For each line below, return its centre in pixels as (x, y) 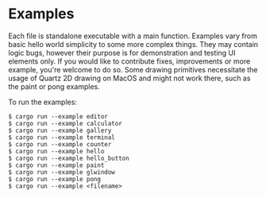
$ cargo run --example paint (56, 165)
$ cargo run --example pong (55, 179)
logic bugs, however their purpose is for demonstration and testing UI (122, 52)
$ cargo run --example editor (58, 116)
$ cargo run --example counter (60, 144)
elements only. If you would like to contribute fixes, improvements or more (129, 61)
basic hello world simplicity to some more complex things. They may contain (133, 44)
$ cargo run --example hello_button (69, 158)
